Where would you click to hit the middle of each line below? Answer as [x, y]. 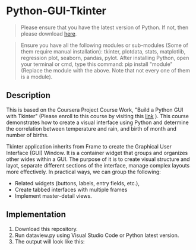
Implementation [36, 215]
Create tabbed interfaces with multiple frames [71, 189]
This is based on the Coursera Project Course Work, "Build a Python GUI [95, 110]
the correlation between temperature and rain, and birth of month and [91, 128]
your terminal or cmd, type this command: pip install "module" [97, 64]
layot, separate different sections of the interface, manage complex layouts [98, 165]
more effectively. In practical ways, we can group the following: [84, 172]
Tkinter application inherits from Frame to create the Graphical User [89, 146]
